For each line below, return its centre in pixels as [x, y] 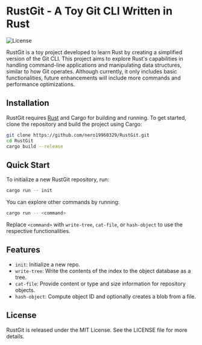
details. [15, 336]
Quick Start [28, 165]
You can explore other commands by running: [63, 202]
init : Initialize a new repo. [47, 264]
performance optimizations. [41, 84]
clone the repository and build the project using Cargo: [74, 124]
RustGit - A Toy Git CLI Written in [90, 11]
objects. [25, 290]
